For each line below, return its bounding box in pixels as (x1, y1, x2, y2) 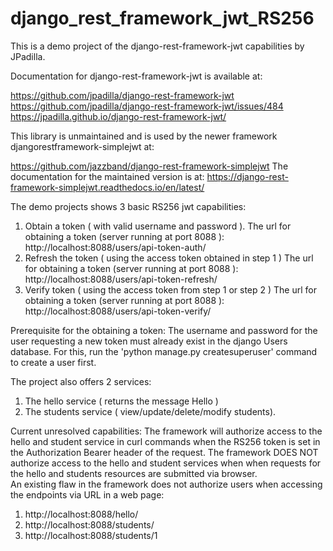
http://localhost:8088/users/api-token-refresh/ (24, 273, 218, 285)
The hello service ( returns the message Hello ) (24, 395, 219, 407)
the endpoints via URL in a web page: (10, 488, 165, 501)
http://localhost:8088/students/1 (24, 529, 158, 541)
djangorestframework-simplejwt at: (10, 140, 155, 152)
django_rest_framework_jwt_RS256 (10, 7, 315, 30)
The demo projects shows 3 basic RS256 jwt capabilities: (10, 200, 247, 212)
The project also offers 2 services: (10, 375, 152, 387)
